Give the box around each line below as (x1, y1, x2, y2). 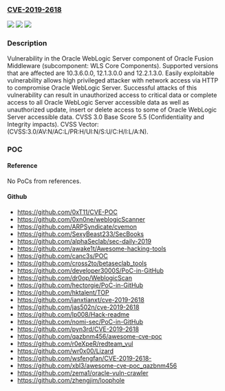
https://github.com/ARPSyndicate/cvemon (17, 222, 138, 231)
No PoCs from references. (7, 177, 81, 185)
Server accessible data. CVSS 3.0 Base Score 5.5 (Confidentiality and (7, 112, 204, 121)
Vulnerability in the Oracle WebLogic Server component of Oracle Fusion (7, 54, 214, 63)
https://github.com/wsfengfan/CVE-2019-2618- (17, 354, 152, 362)
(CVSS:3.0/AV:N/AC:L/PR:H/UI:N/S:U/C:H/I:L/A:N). (7, 127, 149, 136)
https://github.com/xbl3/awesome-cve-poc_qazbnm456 (17, 361, 178, 370)
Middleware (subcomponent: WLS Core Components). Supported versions (7, 61, 219, 70)
